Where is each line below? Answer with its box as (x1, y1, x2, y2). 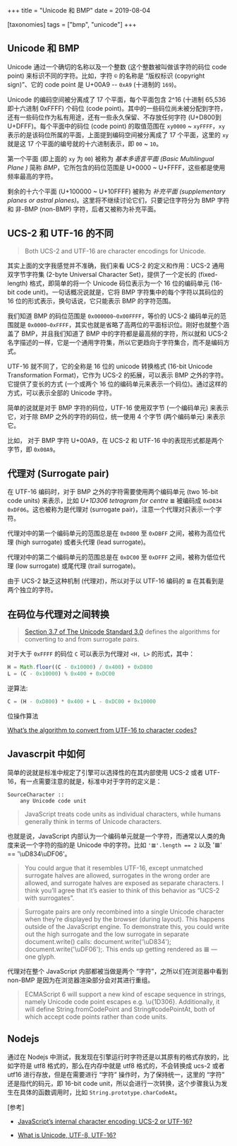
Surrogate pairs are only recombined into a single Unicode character (24, 907, 224, 916)
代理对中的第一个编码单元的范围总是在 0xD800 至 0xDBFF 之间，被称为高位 (7, 529, 219, 538)
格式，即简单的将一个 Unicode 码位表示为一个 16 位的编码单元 (29, 278, 209, 288)
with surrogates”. (24, 893, 75, 902)
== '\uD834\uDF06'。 (7, 849, 71, 858)
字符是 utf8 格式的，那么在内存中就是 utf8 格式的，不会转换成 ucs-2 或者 (13, 1061, 225, 1070)
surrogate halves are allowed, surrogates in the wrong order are (24, 871, 210, 880)
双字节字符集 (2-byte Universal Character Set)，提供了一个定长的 (7, 270, 197, 278)
